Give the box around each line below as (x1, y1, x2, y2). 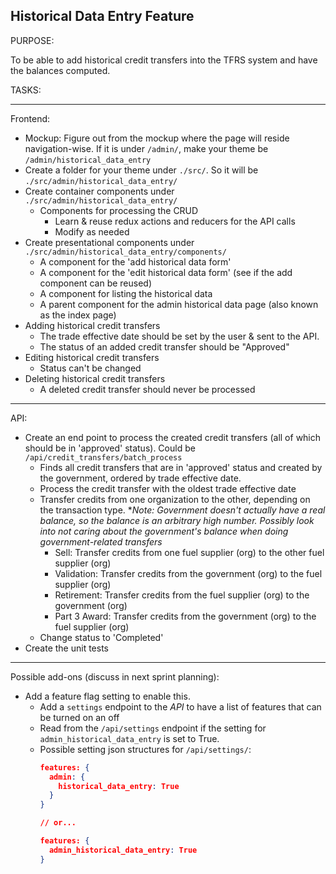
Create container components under (24, 185, 175, 197)
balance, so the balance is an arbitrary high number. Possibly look (39, 514, 315, 526)
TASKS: (10, 84, 42, 96)
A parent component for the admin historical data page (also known (39, 298, 319, 310)
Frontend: (10, 112, 51, 124)
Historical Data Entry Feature (10, 8, 195, 25)
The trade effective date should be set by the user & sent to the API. (39, 330, 320, 342)
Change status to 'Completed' (39, 631, 164, 643)
